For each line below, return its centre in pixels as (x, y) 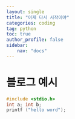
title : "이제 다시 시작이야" (38, 17)
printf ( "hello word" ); (36, 110)
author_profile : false (35, 40)
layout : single (25, 12)
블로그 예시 (32, 82)
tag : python (21, 29)
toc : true (19, 34)
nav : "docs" (32, 51)
